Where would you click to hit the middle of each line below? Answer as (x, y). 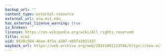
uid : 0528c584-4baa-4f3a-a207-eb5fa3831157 (51, 41)
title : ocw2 (17, 37)
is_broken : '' (20, 28)
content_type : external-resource (40, 14)
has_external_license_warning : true (43, 23)
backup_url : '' (21, 9)
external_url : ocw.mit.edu (33, 19)
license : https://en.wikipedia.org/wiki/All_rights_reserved (69, 32)
